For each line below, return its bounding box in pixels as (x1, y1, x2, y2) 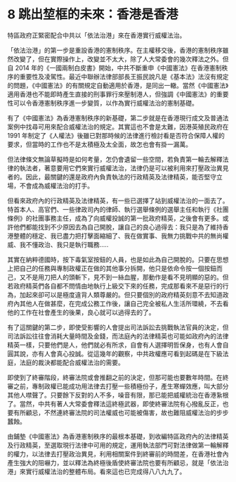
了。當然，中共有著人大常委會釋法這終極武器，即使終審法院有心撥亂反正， (7, 399, 223, 408)
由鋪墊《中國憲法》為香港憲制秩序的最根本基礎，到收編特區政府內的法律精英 (7, 432, 229, 440)
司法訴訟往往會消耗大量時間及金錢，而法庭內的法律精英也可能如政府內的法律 (7, 331, 229, 340)
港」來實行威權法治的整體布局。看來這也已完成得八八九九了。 (7, 467, 186, 476)
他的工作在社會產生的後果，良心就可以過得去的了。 (7, 307, 155, 317)
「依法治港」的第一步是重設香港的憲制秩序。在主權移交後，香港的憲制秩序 (7, 46, 223, 54)
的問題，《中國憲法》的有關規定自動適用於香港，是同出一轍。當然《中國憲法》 (7, 81, 229, 89)
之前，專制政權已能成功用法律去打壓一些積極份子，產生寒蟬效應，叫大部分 (13, 381, 229, 391)
